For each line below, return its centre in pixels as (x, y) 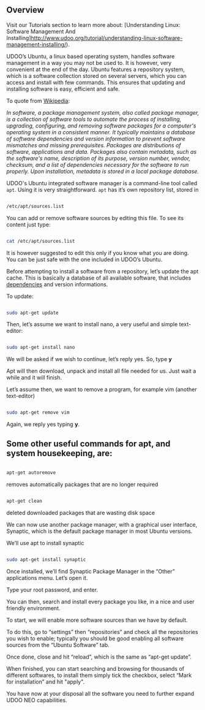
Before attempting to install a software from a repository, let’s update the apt (102, 271)
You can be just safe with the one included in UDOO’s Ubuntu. (84, 259)
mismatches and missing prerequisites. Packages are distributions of (94, 145)
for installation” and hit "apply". (46, 681)
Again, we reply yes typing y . (43, 424)
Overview (25, 10)
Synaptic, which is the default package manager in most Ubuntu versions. (99, 531)
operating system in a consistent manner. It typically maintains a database (101, 132)
